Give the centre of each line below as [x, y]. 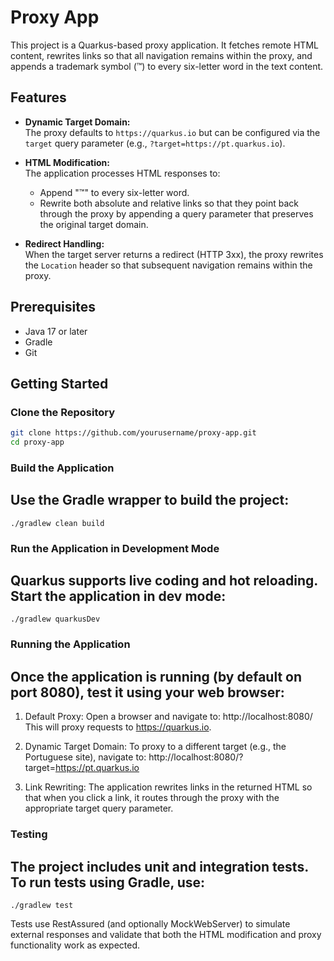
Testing [29, 834]
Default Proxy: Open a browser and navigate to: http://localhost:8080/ [168, 717]
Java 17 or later [56, 331]
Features [38, 97]
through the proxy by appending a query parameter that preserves [176, 213]
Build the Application [62, 468]
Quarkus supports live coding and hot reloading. [164, 581]
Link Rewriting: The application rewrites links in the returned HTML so [168, 787]
